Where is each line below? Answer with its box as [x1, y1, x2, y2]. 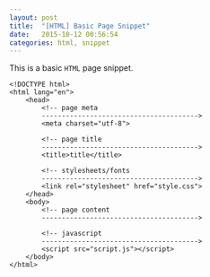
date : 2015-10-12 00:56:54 [9, 30, 118, 39]
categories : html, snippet [9, 38, 110, 48]
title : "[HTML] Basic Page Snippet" [9, 22, 151, 30]
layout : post [9, 13, 58, 22]
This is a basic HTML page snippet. [9, 63, 134, 74]
